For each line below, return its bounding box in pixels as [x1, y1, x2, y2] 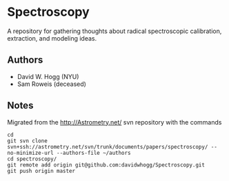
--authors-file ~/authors [56, 149, 131, 156]
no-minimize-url [7, 149, 54, 156]
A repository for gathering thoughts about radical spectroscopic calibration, [7, 27, 222, 35]
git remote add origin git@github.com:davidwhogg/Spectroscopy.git [7, 161, 206, 169]
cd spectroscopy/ [7, 156, 57, 162]
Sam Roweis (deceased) [17, 80, 86, 88]
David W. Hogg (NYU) [17, 72, 79, 81]
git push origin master [7, 167, 76, 174]
